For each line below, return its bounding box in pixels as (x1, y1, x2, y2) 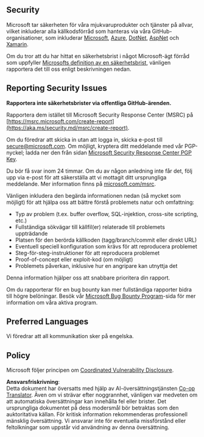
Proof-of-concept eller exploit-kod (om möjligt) (15, 256, 133, 263)
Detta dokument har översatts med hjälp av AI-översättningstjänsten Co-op (6, 385, 195, 392)
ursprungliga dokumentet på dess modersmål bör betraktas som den (6, 404, 179, 411)
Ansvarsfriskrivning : (6, 378, 60, 386)
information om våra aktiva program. (6, 298, 98, 306)
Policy (6, 350, 30, 361)
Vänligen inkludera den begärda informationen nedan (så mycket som (6, 192, 181, 199)
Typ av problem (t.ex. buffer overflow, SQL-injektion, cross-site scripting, (15, 210, 199, 217)
